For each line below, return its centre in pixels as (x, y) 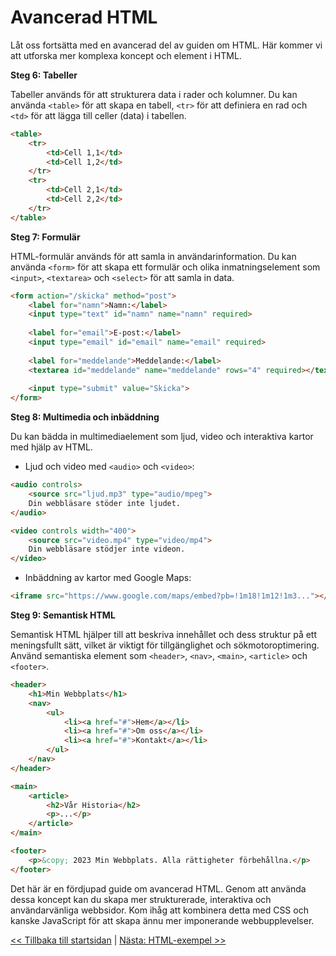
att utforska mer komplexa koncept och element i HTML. (126, 55)
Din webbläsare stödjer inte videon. (107, 549)
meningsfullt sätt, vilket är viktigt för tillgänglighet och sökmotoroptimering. (165, 645)
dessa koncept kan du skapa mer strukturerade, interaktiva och (141, 899)
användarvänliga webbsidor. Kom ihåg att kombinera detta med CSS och (159, 910)
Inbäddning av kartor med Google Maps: (108, 578)
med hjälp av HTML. (51, 447)
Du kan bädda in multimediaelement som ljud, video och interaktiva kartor (162, 437)
